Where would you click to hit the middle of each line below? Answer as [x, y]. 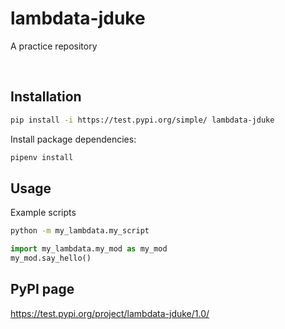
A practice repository [54, 46]
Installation [46, 97]
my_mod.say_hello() [51, 258]
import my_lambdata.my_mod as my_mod [89, 249]
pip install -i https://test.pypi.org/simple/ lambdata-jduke [142, 120]
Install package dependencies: [73, 139]
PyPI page [42, 289]
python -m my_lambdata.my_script [80, 231]
